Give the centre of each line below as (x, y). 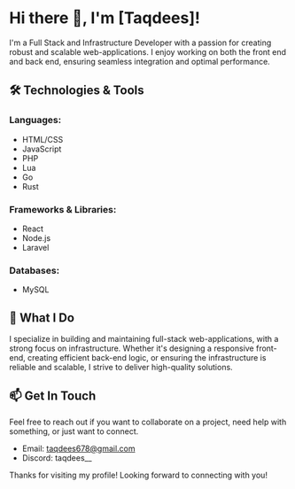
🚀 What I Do (42, 318)
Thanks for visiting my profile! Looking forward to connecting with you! (139, 475)
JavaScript (42, 149)
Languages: (35, 120)
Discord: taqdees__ (57, 458)
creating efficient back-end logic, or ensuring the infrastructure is (147, 358)
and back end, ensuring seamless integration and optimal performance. (140, 61)
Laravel (35, 247)
